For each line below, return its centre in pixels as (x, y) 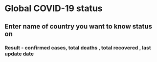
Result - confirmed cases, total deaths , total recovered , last (78, 47)
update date (19, 54)
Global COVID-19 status (54, 8)
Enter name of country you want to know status (78, 26)
